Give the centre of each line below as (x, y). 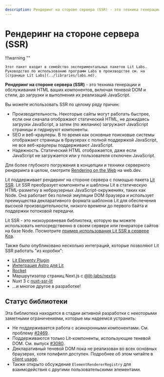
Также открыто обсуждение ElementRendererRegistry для (72, 364)
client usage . (25, 359)
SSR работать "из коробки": (34, 251)
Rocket (19, 270)
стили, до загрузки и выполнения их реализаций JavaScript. (68, 95)
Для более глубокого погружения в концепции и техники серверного (78, 165)
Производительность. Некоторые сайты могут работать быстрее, (81, 114)
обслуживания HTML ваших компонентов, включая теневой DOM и (76, 90)
